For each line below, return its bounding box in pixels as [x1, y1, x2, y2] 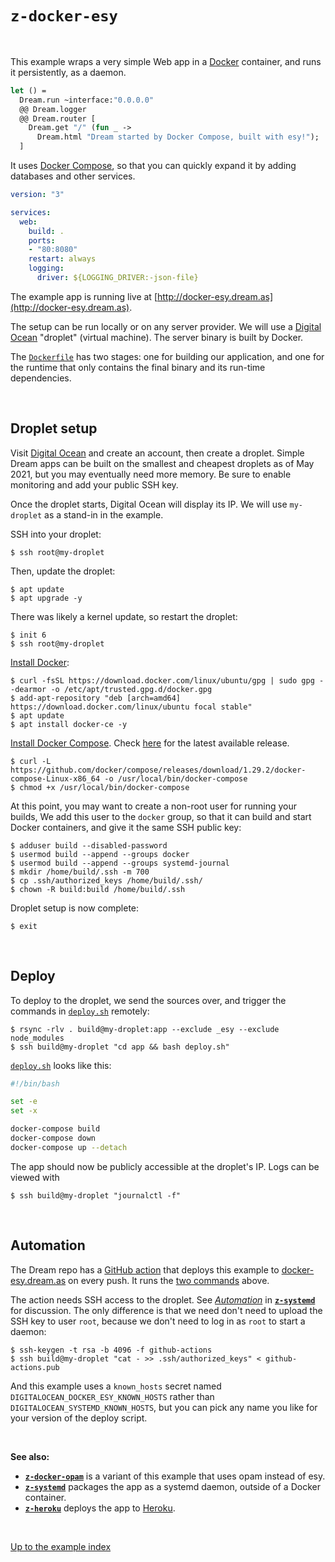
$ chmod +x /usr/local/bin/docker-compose [10, 782, 190, 792]
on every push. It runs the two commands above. [68, 1274, 270, 1286]
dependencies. [10, 372, 72, 384]
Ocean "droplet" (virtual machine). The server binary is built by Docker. [10, 331, 304, 343]
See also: [10, 1450, 50, 1462]
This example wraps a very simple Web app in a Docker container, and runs [10, 55, 322, 67]
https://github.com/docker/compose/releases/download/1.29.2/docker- [10, 765, 307, 775]
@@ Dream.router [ [19, 113, 97, 124]
